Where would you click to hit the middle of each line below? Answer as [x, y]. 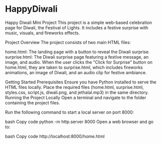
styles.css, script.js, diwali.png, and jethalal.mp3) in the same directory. [77, 92]
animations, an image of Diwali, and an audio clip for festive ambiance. [76, 72]
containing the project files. [32, 103]
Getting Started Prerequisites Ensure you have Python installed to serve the [81, 82]
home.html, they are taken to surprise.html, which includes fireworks [74, 67]
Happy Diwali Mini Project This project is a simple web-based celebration [79, 22]
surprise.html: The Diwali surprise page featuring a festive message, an [77, 57]
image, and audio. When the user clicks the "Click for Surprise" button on [79, 62]
